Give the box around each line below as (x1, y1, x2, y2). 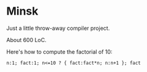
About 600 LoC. (6, 36, 47, 43)
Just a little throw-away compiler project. (6, 24, 110, 32)
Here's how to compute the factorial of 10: (6, 48, 113, 56)
